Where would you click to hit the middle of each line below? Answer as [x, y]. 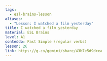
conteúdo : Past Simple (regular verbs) [46, 42]
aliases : [14, 19]
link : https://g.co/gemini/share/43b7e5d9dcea [54, 51]
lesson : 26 [16, 46]
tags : [11, 10]
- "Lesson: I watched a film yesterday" [52, 23]
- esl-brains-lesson [31, 14]
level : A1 [15, 37]
